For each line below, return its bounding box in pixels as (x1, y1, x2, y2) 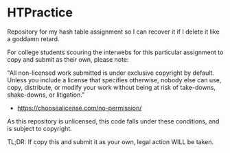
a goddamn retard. (7, 34, 60, 43)
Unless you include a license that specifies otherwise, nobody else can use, (7, 75, 222, 84)
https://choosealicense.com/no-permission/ (16, 104, 142, 112)
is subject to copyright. (7, 124, 72, 132)
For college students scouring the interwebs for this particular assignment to (7, 48, 224, 56)
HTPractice (7, 5, 73, 21)
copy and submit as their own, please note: (7, 55, 129, 63)
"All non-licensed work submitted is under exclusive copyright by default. (7, 69, 215, 77)
